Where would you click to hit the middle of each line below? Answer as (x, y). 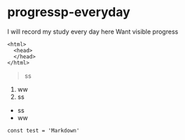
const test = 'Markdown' (43, 130)
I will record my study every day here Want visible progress (93, 31)
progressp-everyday (69, 12)
